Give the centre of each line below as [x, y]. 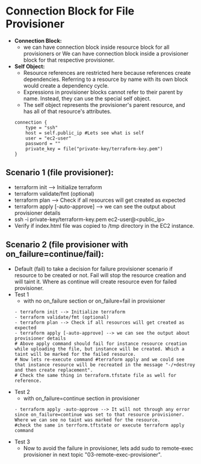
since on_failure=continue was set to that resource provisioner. [99, 414]
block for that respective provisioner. [69, 60]
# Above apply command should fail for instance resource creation [100, 343]
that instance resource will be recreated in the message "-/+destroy [105, 365]
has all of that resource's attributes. [67, 111]
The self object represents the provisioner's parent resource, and [104, 105]
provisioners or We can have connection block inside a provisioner [106, 53]
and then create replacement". [54, 370]
